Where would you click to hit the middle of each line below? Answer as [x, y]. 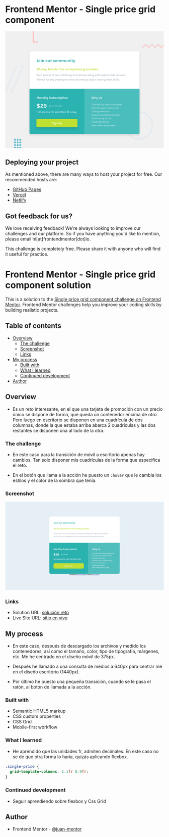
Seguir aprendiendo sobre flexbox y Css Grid [59, 801]
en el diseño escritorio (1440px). [46, 672]
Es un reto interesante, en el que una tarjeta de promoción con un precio [88, 409]
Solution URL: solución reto [41, 613]
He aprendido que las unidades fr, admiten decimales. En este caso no [86, 751]
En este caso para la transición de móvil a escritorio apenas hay [78, 455]
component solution [48, 285]
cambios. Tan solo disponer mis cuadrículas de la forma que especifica [86, 460]
